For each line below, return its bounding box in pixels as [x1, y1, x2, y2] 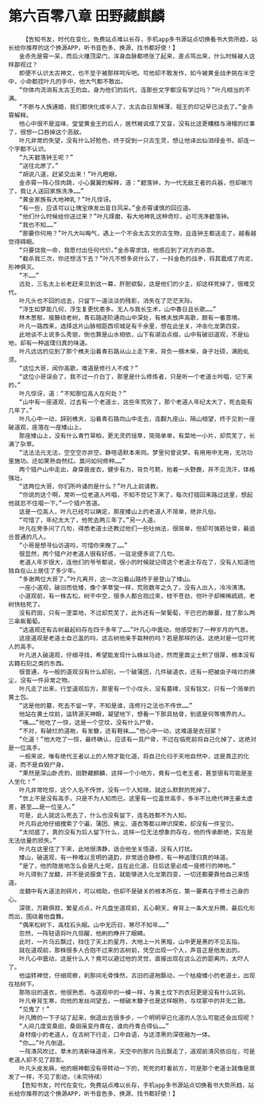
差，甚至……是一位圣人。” [8, 803, 75, 810]
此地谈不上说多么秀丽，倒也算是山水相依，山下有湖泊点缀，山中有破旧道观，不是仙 [18, 330, 250, 338]
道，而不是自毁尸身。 [8, 760, 67, 768]
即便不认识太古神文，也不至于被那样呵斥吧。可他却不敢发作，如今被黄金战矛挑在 [18, 69, 244, 77]
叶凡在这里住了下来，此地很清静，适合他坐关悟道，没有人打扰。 [18, 845, 197, 853]
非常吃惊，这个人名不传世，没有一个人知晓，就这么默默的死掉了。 [30, 786, 214, 794]
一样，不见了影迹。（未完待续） [19, 1072, 106, 1080]
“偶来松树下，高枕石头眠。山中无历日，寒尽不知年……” [18, 921, 169, 929]
